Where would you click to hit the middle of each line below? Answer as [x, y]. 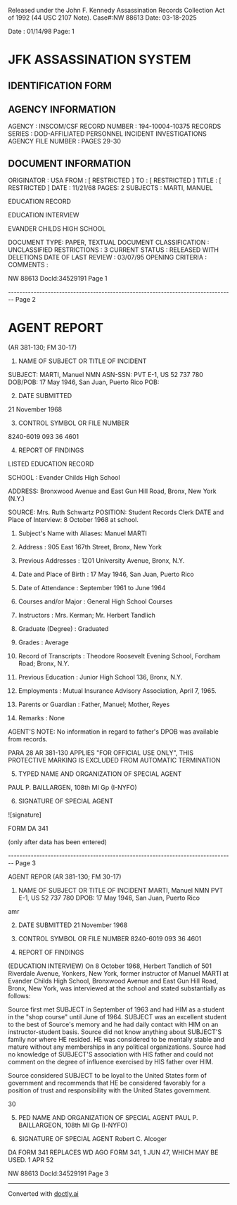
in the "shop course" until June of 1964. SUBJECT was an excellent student [117, 1017]
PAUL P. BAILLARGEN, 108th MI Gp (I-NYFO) [73, 788]
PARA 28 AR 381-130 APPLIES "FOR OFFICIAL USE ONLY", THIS [101, 753]
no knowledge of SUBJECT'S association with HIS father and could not [111, 1054]
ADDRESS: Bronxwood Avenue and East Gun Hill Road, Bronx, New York [112, 491]
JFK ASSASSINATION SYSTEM [100, 60]
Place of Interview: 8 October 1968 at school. [73, 520]
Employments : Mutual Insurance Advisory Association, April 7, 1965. [117, 691]
